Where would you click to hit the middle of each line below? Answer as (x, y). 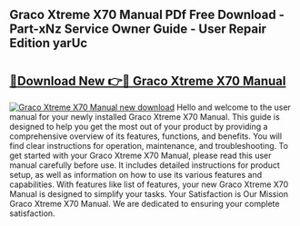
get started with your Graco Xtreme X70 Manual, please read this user (140, 155)
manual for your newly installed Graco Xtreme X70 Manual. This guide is (145, 117)
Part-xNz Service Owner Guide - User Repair (138, 29)
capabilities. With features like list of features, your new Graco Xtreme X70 (149, 184)
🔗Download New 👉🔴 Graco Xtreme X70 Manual (148, 81)
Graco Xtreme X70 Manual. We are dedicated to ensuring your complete (145, 204)
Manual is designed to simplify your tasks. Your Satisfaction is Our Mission (149, 194)
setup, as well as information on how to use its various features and (136, 175)
